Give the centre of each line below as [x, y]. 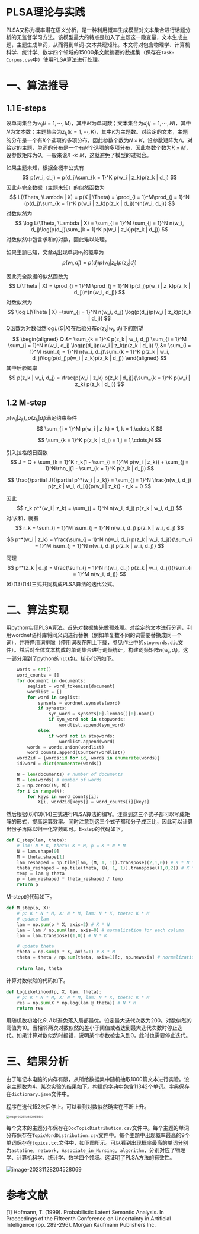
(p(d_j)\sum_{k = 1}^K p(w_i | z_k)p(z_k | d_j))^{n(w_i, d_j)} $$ [99, 203]
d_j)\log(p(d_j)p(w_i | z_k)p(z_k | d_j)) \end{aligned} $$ [99, 358]
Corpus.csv [20, 60]
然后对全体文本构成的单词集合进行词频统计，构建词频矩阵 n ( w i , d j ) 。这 [103, 651]
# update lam [33, 919]
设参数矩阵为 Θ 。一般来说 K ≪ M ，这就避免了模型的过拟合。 [79, 155]
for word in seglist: [54, 697]
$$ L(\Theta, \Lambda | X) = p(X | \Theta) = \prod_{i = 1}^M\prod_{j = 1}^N [99, 197]
